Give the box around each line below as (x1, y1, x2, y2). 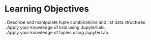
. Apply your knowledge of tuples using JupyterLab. (4, 29, 110, 35)
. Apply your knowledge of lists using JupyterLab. (4, 24, 105, 30)
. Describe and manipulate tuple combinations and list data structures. (4, 19, 147, 25)
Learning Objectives (4, 3, 89, 14)
